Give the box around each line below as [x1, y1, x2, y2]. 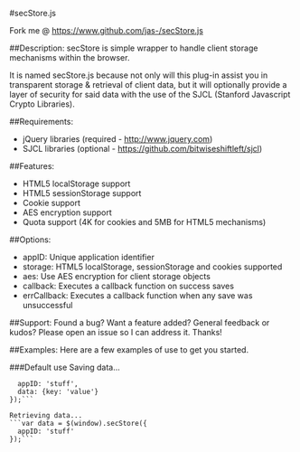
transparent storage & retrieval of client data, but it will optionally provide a [9, 80, 287, 89]
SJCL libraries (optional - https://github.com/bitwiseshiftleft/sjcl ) [22, 144, 263, 154]
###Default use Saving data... [9, 362, 120, 372]
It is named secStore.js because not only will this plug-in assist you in [9, 70, 268, 80]
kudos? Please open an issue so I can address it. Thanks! [9, 327, 223, 337]
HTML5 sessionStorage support [22, 188, 142, 198]
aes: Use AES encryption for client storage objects [22, 271, 211, 281]
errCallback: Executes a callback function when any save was [22, 290, 253, 301]
